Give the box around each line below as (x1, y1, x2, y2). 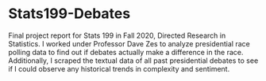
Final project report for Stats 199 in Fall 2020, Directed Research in (8, 31, 226, 40)
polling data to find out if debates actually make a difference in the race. (8, 47, 244, 57)
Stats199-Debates (8, 5, 131, 23)
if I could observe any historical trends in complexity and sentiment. (8, 64, 230, 73)
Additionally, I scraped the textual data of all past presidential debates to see (8, 56, 259, 65)
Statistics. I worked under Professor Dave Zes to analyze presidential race (8, 39, 250, 48)
